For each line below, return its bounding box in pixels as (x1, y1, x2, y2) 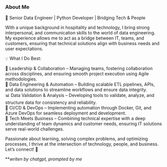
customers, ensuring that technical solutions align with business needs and (5, 40, 160, 46)
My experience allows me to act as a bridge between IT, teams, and (5, 35, 145, 41)
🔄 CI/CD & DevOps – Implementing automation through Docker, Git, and (5, 105, 152, 111)
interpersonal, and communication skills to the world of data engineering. (5, 30, 156, 36)
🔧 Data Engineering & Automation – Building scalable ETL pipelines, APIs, (5, 81, 155, 87)
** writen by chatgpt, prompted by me (5, 156, 82, 162)
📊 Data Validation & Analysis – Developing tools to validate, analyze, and (5, 92, 155, 98)
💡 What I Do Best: (5, 55, 41, 61)
